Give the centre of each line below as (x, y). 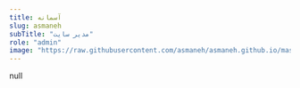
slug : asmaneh (36, 26)
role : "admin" (36, 42)
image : (21, 51)
